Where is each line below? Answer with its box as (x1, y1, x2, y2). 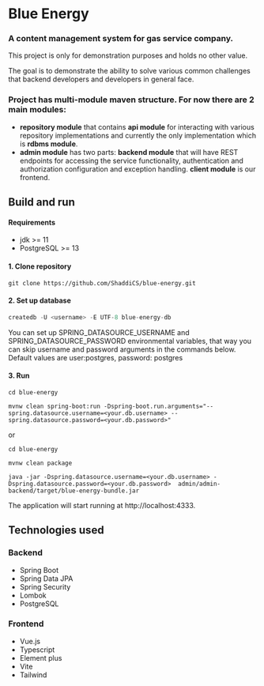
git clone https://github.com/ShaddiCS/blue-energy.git (8, 279, 196, 287)
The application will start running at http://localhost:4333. (8, 500, 196, 510)
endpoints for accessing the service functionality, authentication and (19, 156, 243, 165)
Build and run (8, 195, 75, 209)
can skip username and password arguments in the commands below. (8, 345, 236, 354)
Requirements (8, 217, 56, 227)
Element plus (19, 653, 62, 662)
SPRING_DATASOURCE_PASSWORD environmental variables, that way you (8, 336, 251, 345)
